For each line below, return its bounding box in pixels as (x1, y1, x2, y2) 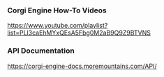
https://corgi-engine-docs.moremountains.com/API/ (7, 62, 157, 70)
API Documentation (7, 46, 75, 55)
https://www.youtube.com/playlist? (7, 22, 108, 30)
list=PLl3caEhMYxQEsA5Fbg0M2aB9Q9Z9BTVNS (7, 28, 151, 37)
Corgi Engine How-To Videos (7, 6, 107, 15)
